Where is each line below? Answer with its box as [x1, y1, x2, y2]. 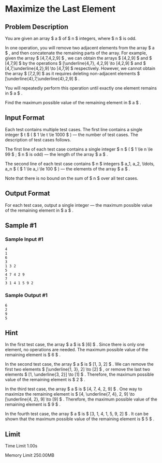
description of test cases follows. [5, 137, 71, 142]
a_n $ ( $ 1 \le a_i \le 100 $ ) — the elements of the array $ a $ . [5, 166, 131, 171]
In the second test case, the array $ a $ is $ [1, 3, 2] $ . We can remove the [5, 361, 154, 367]
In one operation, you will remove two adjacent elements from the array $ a [5, 45, 155, 50]
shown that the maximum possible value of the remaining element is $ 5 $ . [5, 416, 155, 422]
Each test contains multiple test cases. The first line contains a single [5, 126, 143, 132]
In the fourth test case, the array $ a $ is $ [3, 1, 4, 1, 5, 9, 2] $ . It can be [5, 411, 149, 417]
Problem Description [5, 23, 69, 31]
